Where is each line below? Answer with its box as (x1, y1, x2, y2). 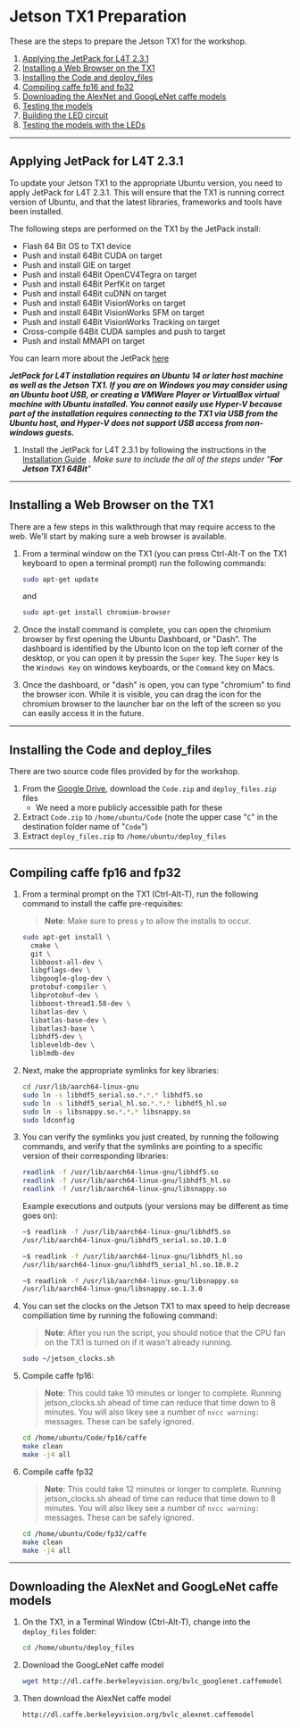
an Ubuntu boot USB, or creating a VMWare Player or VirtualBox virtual (9, 388, 279, 399)
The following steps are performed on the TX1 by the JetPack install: (9, 223, 262, 234)
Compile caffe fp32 (21, 1466, 94, 1477)
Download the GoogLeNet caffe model (21, 1659, 164, 1671)
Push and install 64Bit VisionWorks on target (21, 297, 186, 308)
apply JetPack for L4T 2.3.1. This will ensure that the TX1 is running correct (9, 187, 285, 197)
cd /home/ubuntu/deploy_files (21, 1643, 136, 1653)
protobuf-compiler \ (30, 982, 107, 992)
